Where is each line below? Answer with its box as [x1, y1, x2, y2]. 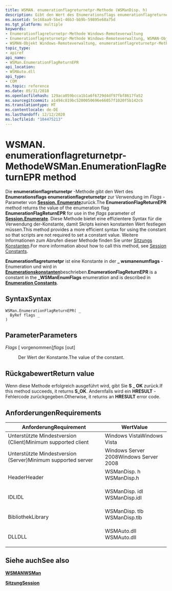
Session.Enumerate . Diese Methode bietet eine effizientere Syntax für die [5, 215, 162, 221]
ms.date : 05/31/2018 [5, 88, 50, 94]
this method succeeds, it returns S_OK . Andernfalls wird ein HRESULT [5, 388, 153, 394]
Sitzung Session [5, 580, 40, 586]
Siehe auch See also [5, 556, 70, 565]
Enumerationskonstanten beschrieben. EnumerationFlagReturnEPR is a [5, 269, 157, 275]
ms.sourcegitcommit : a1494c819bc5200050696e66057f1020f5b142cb [5, 98, 143, 103]
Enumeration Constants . [5, 280, 58, 286]
